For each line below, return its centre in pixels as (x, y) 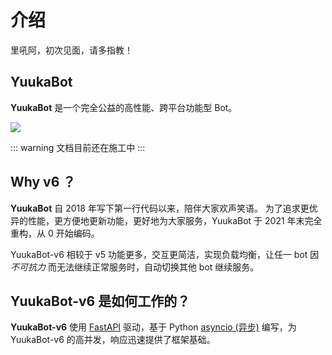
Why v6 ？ (43, 182)
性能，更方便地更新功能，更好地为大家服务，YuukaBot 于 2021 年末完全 (175, 220)
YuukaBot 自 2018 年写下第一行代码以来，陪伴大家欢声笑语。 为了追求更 (160, 208)
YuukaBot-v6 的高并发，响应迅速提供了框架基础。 (113, 340)
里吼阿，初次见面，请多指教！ (71, 50)
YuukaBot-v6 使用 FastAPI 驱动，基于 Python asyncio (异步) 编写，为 (153, 327)
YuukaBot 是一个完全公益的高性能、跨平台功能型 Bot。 (124, 107)
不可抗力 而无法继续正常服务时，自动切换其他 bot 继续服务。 (135, 267)
